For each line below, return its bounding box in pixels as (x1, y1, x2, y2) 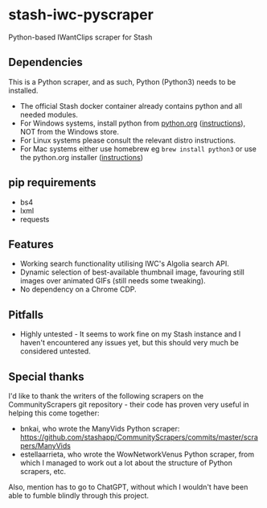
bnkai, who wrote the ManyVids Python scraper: (19, 424, 180, 433)
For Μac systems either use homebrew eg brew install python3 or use (19, 143, 257, 154)
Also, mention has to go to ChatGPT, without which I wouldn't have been (8, 482, 249, 492)
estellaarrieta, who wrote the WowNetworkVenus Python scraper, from (19, 449, 255, 459)
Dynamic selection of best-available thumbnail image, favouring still (19, 267, 245, 277)
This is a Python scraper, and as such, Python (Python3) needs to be (8, 76, 236, 86)
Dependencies (8, 56, 83, 69)
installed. (8, 85, 39, 95)
